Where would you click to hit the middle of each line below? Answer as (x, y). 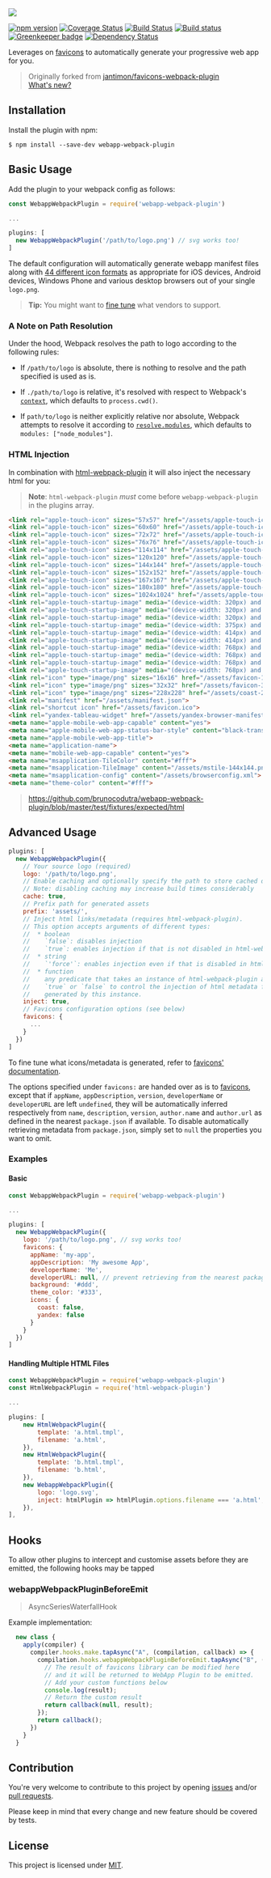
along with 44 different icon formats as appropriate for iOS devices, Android (135, 272)
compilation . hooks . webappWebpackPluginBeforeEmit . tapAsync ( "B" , (148, 1660)
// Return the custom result (93, 1698)
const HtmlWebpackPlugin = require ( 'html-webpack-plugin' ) (110, 1388)
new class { (36, 1638)
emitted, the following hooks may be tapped (81, 1568)
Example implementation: (50, 1622)
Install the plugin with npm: (53, 129)
